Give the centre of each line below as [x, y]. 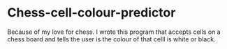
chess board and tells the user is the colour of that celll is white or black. [111, 39]
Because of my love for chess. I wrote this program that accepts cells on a [114, 32]
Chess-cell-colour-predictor [91, 13]
